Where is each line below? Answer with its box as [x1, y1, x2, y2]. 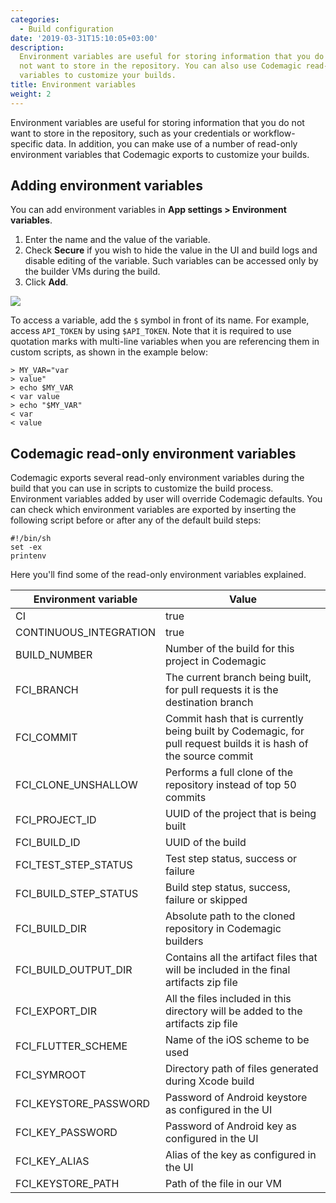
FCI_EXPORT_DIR [15, 1004, 97, 1018]
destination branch [164, 696, 254, 710]
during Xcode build [164, 1074, 255, 1088]
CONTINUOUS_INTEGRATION [15, 626, 156, 640]
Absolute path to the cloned [164, 909, 296, 923]
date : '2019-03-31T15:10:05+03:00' [10, 33, 159, 43]
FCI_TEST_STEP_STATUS [15, 858, 133, 872]
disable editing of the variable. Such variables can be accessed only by [24, 255, 319, 267]
